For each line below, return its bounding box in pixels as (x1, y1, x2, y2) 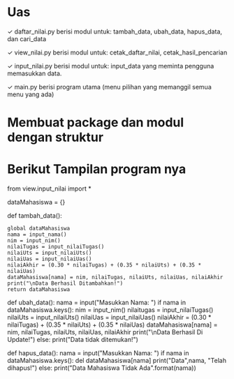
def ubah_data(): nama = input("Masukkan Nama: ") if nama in (7, 298, 187, 307)
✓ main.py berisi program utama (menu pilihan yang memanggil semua (7, 82, 212, 91)
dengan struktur (7, 130, 103, 145)
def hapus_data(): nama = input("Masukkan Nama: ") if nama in (7, 349, 189, 357)
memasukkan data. (7, 69, 62, 77)
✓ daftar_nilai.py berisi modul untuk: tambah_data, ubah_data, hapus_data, (7, 27, 222, 36)
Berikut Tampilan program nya (7, 161, 187, 177)
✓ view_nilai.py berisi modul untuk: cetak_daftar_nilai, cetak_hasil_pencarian (7, 48, 228, 57)
